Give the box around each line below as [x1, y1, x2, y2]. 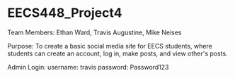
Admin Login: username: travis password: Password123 [7, 63, 169, 71]
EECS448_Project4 [7, 5, 122, 21]
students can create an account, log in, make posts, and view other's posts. [7, 49, 228, 58]
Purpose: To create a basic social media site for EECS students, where [7, 41, 212, 50]
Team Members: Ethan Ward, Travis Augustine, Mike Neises [7, 28, 182, 37]
